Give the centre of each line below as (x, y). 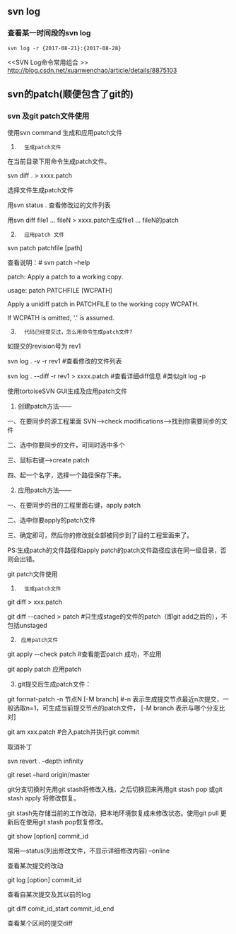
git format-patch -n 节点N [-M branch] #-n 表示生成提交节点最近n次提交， (115, 699)
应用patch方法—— (45, 490)
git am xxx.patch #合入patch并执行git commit (73, 732)
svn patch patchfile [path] (45, 248)
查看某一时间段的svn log (49, 33)
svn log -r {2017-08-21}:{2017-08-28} (64, 48)
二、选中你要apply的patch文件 (52, 520)
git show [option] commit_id (48, 836)
